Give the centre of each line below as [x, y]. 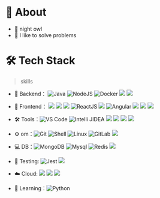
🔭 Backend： [30, 94]
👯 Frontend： [31, 106]
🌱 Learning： [31, 188]
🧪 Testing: [27, 161]
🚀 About [26, 12]
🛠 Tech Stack [40, 61]
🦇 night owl [28, 29]
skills [27, 81]
